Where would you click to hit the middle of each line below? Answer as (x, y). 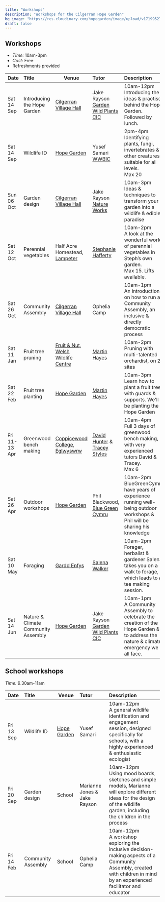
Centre (63, 364)
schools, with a (126, 741)
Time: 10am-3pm (29, 55)
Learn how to (139, 381)
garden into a (139, 207)
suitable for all (140, 162)
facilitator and (125, 886)
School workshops (34, 671)
